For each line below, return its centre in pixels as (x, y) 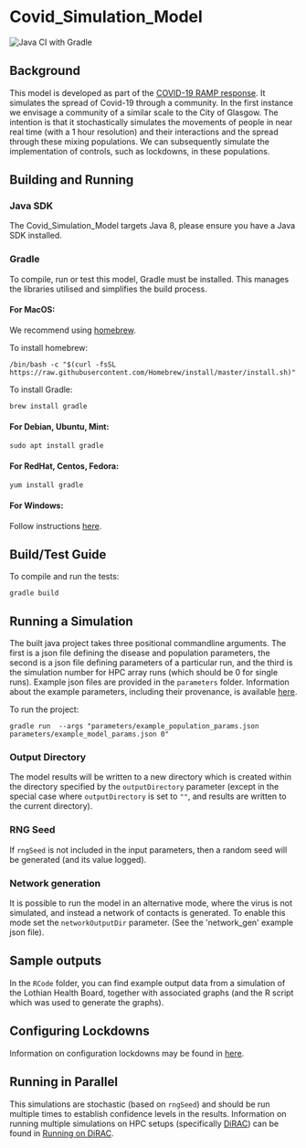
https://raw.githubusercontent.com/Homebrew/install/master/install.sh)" (153, 372)
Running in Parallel (64, 1082)
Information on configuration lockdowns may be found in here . (127, 1053)
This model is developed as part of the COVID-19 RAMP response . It (137, 92)
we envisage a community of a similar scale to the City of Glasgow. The (144, 112)
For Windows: (37, 505)
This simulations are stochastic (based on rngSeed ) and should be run (140, 1104)
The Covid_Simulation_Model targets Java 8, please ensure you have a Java (153, 226)
